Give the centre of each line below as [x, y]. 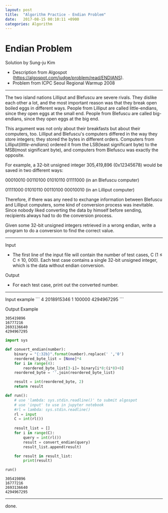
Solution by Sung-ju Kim [30, 63]
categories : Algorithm [29, 24]
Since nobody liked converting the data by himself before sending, [74, 210]
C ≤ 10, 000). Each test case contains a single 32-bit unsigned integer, [85, 260]
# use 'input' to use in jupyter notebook [59, 405]
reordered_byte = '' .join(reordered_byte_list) [64, 373]
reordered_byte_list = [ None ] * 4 [48, 359]
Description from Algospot [40, 72]
